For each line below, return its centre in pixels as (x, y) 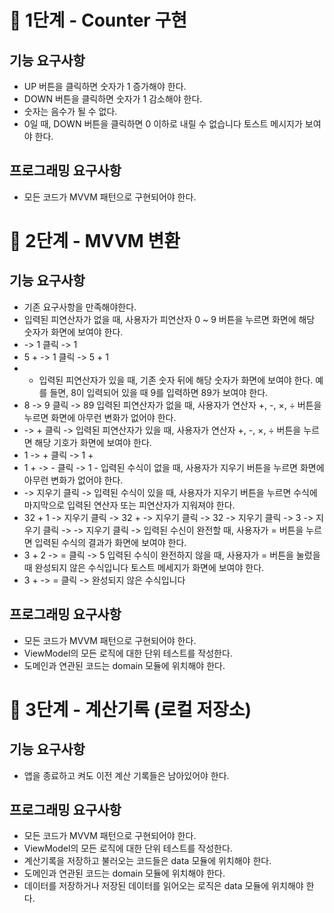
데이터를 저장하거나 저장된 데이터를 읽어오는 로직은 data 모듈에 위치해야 (163, 886)
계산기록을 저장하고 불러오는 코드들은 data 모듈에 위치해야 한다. (147, 861)
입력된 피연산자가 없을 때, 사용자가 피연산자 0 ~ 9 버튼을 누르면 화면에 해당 (169, 319)
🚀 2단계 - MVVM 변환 (95, 241)
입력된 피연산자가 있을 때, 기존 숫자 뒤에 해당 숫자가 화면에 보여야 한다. (176, 380)
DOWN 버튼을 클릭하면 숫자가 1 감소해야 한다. (113, 99)
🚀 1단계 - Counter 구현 (98, 20)
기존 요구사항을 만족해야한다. (80, 307)
